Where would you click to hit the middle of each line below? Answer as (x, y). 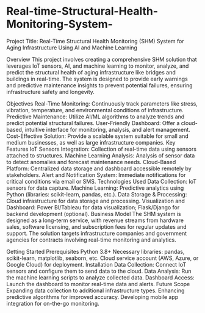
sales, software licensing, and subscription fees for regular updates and (97, 226)
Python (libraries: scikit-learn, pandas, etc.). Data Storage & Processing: (97, 194)
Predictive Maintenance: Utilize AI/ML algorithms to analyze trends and (95, 117)
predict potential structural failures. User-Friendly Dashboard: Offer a (93, 123)
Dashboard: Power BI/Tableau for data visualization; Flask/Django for (93, 207)
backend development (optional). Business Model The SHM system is (94, 214)
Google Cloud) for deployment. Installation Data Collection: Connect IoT (96, 264)
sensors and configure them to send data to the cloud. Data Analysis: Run (99, 271)
